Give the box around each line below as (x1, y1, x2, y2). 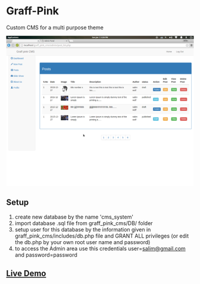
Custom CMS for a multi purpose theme (6, 24, 104, 31)
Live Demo (6, 269, 46, 279)
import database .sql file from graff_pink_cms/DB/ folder (14, 219, 153, 227)
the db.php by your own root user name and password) (14, 238, 151, 245)
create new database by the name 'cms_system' (14, 213, 134, 220)
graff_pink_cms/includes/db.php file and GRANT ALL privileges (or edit (14, 232, 189, 239)
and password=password (14, 251, 77, 258)
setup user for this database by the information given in (14, 226, 151, 233)
